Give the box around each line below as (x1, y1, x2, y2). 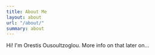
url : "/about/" (6, 20, 45, 26)
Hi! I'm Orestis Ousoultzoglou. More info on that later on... (6, 42, 150, 49)
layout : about (6, 14, 42, 20)
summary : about (6, 25, 45, 32)
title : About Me (6, 8, 47, 15)
